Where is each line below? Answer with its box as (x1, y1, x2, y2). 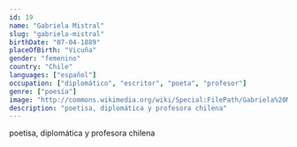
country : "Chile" (9, 63, 73, 72)
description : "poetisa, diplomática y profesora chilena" (9, 104, 227, 112)
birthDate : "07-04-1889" (9, 37, 101, 47)
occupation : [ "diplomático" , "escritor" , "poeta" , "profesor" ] (9, 79, 247, 88)
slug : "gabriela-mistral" (9, 29, 104, 38)
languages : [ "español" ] (9, 71, 97, 80)
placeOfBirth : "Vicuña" (9, 46, 97, 55)
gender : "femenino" (9, 54, 81, 63)
